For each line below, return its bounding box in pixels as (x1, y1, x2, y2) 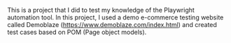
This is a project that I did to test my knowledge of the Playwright (7, 6, 195, 14)
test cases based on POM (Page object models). (7, 28, 147, 36)
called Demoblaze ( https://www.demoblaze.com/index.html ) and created (7, 21, 217, 28)
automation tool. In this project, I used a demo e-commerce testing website (7, 13, 224, 21)
